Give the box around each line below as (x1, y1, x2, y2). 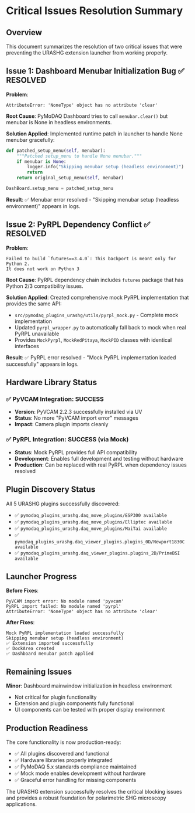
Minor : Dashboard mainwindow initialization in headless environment (6, 682, 172, 689)
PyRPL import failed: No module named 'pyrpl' (6, 604, 121, 610)
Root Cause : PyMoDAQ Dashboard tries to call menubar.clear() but (6, 113, 168, 120)
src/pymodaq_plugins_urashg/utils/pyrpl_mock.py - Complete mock (14, 311, 179, 318)
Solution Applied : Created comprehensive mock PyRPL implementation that (6, 294, 189, 301)
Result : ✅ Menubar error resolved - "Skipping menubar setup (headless (6, 196, 179, 203)
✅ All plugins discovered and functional (14, 750, 110, 757)
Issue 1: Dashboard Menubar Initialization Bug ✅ (6, 66, 185, 76)
